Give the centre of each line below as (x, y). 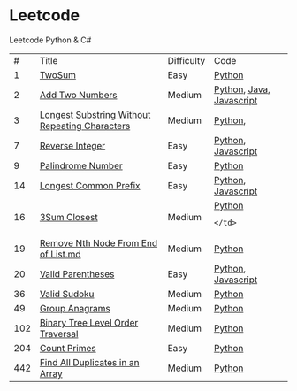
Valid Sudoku (67, 294)
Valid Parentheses (77, 273)
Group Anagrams (75, 308)
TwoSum (58, 74)
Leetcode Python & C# (50, 40)
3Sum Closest (69, 217)
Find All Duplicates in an (89, 362)
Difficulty (187, 60)
